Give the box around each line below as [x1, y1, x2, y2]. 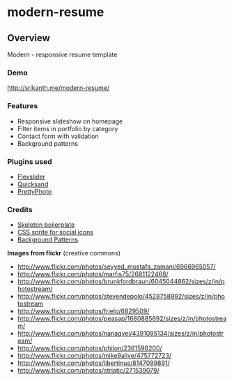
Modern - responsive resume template [7, 50, 118, 59]
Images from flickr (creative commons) [7, 249, 120, 257]
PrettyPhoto [17, 187, 52, 195]
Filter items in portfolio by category [17, 124, 118, 133]
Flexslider [17, 172, 46, 181]
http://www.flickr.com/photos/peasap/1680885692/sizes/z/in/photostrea [17, 315, 227, 323]
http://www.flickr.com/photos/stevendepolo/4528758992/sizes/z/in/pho [17, 292, 225, 301]
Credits [7, 204, 33, 214]
